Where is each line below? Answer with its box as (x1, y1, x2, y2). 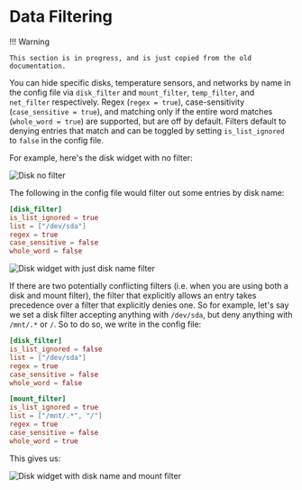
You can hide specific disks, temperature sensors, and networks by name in (9, 77, 291, 88)
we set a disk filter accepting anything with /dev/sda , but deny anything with (9, 310, 293, 320)
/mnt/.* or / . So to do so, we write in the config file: (9, 319, 202, 330)
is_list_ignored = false (9, 345, 103, 354)
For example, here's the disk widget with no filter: (9, 152, 193, 163)
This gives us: (9, 453, 61, 464)
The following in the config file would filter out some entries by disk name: (9, 187, 285, 198)
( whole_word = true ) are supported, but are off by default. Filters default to (9, 116, 287, 126)
